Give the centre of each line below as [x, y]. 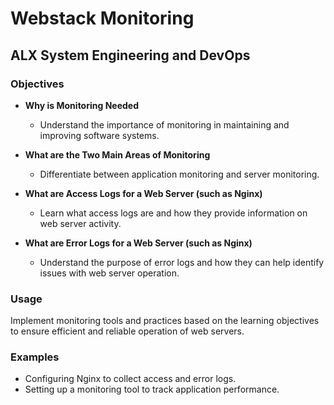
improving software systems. [99, 135]
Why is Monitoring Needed [81, 105]
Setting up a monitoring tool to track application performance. [152, 389]
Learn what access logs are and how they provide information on [173, 213]
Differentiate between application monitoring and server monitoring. [179, 174]
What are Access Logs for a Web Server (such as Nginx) [143, 193]
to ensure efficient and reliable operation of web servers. [127, 331]
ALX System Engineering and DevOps [130, 55]
